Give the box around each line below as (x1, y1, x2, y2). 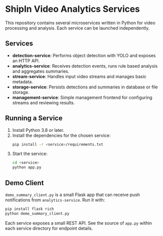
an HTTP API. (12, 58, 40, 64)
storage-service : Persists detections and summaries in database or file (12, 84, 158, 90)
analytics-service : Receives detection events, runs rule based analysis (12, 63, 158, 69)
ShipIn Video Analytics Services (5, 3, 140, 15)
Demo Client (5, 179, 44, 187)
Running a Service (5, 114, 63, 122)
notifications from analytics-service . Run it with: (5, 197, 105, 203)
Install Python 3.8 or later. (12, 127, 65, 133)
